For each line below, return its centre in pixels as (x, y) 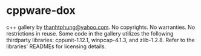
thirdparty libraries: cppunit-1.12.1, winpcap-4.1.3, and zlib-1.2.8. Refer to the (100, 40)
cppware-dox (41, 11)
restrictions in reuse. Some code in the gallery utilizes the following (90, 33)
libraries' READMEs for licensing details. (56, 46)
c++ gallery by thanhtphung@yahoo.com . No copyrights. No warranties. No (101, 27)
